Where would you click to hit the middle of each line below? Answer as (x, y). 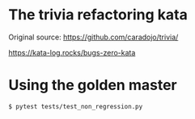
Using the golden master (93, 85)
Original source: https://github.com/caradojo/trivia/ (93, 37)
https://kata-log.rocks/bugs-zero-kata (72, 52)
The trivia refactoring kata (98, 15)
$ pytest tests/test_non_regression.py (76, 106)
